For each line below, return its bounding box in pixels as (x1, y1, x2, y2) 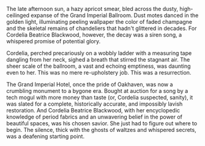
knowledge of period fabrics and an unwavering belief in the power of (6, 113, 182, 120)
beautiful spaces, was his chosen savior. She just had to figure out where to (6, 120, 198, 127)
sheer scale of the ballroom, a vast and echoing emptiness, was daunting (6, 62, 191, 70)
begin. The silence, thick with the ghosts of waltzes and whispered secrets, (6, 126, 197, 133)
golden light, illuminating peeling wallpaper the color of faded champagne (6, 18, 193, 25)
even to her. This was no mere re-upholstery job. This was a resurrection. (6, 69, 192, 76)
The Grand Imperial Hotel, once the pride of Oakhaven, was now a (6, 81, 173, 88)
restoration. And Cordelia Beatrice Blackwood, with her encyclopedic (6, 107, 181, 114)
